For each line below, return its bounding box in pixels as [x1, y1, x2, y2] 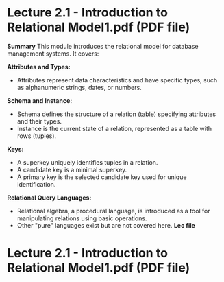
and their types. [16, 117, 62, 125]
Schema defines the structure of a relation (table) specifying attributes [16, 110, 216, 118]
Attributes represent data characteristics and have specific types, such [16, 75, 218, 84]
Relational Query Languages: [7, 193, 92, 202]
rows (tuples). [16, 132, 57, 140]
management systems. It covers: [7, 49, 99, 58]
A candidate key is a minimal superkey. [16, 165, 127, 174]
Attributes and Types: [7, 62, 71, 71]
